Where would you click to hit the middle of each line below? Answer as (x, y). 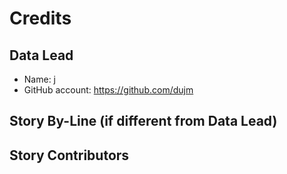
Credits (40, 18)
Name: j (39, 79)
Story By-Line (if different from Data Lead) (143, 121)
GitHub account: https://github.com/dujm (108, 90)
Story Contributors (69, 155)
